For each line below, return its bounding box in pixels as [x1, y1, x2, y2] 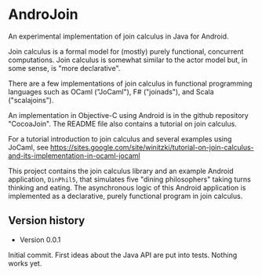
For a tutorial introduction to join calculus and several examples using [8, 134, 232, 143]
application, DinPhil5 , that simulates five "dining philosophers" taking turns [8, 175, 251, 184]
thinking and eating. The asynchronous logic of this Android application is [8, 182, 246, 192]
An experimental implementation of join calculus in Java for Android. [8, 31, 229, 41]
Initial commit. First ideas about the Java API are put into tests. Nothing [8, 250, 238, 259]
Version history [8, 214, 86, 227]
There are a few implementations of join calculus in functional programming [8, 79, 253, 88]
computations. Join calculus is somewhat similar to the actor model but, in [8, 55, 248, 64]
